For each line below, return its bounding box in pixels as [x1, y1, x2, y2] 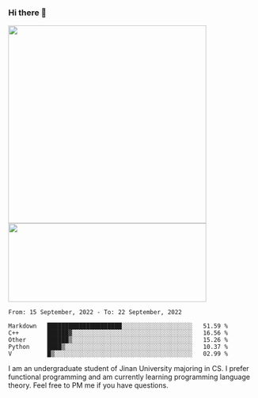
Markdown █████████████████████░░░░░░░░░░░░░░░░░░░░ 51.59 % [8, 322, 228, 331]
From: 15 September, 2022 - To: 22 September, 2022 [8, 309, 182, 317]
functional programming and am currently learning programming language [8, 372, 251, 382]
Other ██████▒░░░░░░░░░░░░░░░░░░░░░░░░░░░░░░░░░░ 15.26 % [8, 336, 228, 344]
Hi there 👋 [8, 7, 47, 18]
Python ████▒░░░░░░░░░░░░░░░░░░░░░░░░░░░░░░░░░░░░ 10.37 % [8, 343, 228, 351]
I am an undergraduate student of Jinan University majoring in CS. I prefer [8, 364, 249, 373]
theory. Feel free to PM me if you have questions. [8, 381, 169, 390]
